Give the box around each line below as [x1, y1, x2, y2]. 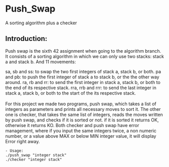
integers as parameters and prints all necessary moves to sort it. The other [5, 106, 161, 112]
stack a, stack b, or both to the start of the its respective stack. [5, 90, 136, 96]
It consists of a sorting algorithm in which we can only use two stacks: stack [5, 53, 164, 59]
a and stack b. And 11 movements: [5, 59, 76, 65]
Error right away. [5, 138, 40, 144]
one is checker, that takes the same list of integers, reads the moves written [5, 111, 163, 117]
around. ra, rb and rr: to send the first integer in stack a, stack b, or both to [5, 79, 161, 85]
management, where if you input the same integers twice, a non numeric [5, 128, 157, 134]
